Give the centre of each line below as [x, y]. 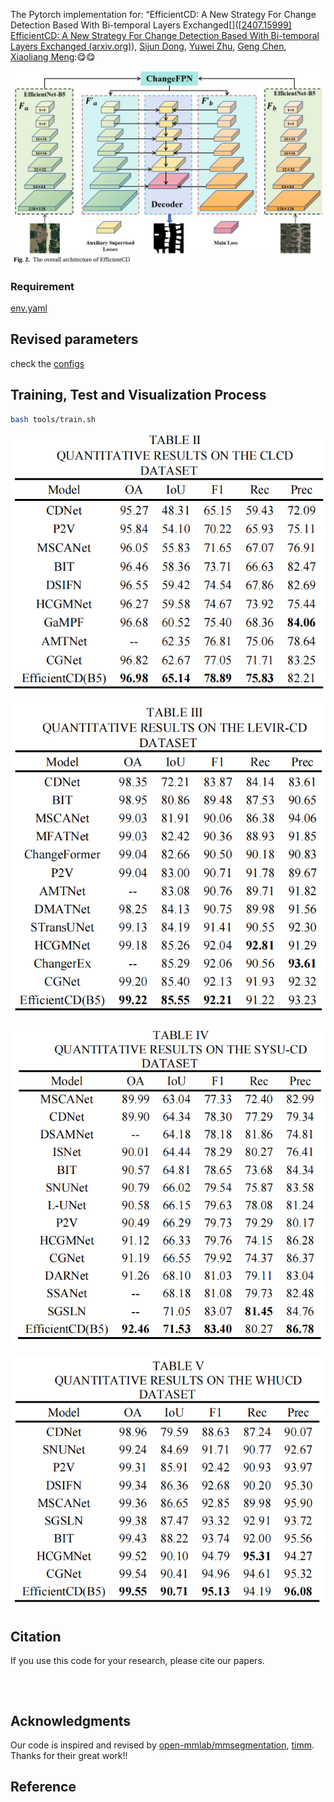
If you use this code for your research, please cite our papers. [137, 1661]
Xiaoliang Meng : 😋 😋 [53, 57]
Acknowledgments [71, 1720]
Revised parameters [74, 339]
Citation [36, 1636]
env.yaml [29, 308]
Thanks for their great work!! [69, 1756]
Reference [43, 1787]
